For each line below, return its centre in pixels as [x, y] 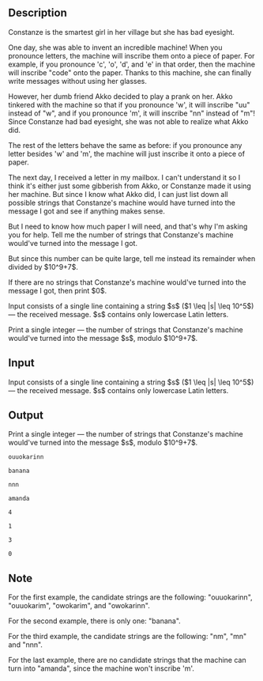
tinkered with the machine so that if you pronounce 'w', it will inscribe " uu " [129, 104]
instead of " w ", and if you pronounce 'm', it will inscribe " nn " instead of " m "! [131, 113]
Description [38, 13]
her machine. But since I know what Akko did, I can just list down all [118, 194]
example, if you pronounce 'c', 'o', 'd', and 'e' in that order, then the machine [131, 64]
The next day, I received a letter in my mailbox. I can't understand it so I [124, 177]
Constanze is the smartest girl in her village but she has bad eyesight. [122, 32]
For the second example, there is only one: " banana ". [95, 621]
